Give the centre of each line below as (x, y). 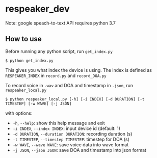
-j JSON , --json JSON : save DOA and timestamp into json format (80, 150)
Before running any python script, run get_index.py (59, 51)
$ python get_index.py (29, 61)
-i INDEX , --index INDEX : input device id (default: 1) (67, 128)
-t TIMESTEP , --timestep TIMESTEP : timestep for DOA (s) (71, 139)
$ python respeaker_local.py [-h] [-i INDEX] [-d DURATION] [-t (75, 99)
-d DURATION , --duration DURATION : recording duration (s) (72, 134)
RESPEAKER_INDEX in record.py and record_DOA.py (56, 75)
